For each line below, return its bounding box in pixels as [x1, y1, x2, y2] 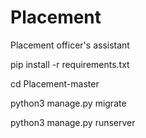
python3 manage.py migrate [10, 97, 127, 109]
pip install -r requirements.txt [10, 58, 130, 70]
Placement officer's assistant [10, 39, 130, 51]
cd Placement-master [10, 77, 100, 90]
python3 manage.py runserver [10, 116, 136, 128]
